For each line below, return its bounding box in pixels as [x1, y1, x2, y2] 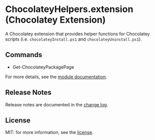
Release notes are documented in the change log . [5, 101, 108, 107]
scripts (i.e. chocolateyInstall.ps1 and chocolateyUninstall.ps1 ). [5, 36, 142, 42]
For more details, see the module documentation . [5, 74, 107, 80]
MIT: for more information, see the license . [5, 129, 94, 135]
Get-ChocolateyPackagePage [12, 64, 74, 70]
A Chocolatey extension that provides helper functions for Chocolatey [5, 31, 150, 37]
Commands [5, 51, 43, 59]
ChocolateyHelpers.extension [5, 4, 133, 15]
